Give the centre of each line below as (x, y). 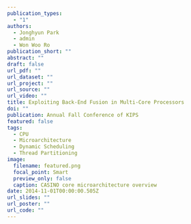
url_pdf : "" (24, 70)
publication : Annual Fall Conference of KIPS (73, 115)
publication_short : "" (39, 52)
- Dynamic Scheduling (44, 147)
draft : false (26, 64)
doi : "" (18, 109)
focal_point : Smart (41, 172)
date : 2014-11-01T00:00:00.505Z (53, 191)
